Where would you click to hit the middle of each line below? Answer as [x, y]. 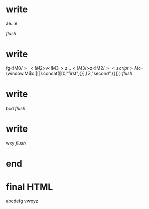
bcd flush [16, 108]
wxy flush [16, 143]
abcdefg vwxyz [22, 201]
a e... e [12, 23]
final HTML [29, 187]
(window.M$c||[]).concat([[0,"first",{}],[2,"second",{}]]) [63, 73]
